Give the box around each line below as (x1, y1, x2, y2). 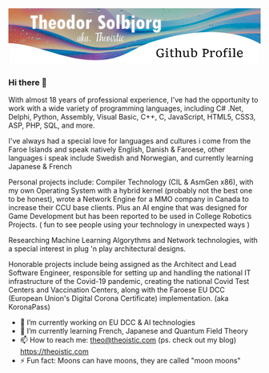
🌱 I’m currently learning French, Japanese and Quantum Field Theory (19, 326, 248, 336)
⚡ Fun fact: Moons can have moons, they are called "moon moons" (19, 356, 242, 366)
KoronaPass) (8, 302, 50, 312)
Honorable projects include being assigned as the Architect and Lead (8, 260, 237, 270)
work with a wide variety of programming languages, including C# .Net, (8, 103, 244, 113)
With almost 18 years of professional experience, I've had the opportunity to (8, 95, 259, 105)
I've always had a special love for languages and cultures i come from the (8, 136, 251, 146)
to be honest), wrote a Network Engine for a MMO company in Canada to (8, 194, 250, 204)
